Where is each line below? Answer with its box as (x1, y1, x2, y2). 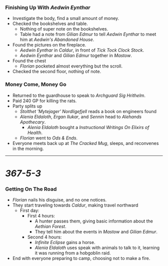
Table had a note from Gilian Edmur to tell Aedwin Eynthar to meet (19, 31, 156, 37)
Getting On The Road (5, 185, 57, 192)
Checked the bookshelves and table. (12, 20, 88, 26)
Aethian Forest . (34, 223, 66, 229)
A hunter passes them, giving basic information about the (34, 218, 153, 224)
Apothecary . (19, 119, 46, 125)
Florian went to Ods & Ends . (19, 134, 78, 141)
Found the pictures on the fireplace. (12, 42, 86, 48)
